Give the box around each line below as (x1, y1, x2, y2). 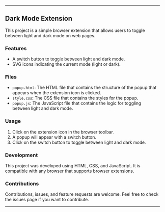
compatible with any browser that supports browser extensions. (5, 168, 134, 174)
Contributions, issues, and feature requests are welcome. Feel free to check (5, 191, 159, 197)
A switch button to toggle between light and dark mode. (12, 56, 125, 62)
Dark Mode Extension (5, 14, 73, 23)
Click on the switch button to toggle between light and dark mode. (12, 139, 146, 145)
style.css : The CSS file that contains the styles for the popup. (12, 95, 138, 101)
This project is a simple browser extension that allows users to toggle (5, 27, 145, 33)
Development (5, 152, 38, 159)
